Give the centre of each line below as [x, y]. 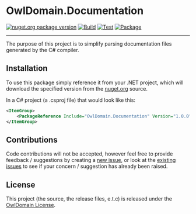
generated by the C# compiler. [43, 50]
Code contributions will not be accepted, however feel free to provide [90, 154]
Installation [27, 68]
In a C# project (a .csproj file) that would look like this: [71, 100]
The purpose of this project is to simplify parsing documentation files [89, 44]
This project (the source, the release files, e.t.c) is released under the [89, 199]
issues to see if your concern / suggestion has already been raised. [87, 166]
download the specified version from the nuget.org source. [77, 88]
